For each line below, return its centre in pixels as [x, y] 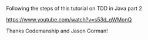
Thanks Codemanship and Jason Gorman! [57, 31]
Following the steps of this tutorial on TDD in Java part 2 [74, 8]
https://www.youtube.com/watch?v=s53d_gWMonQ [69, 19]
